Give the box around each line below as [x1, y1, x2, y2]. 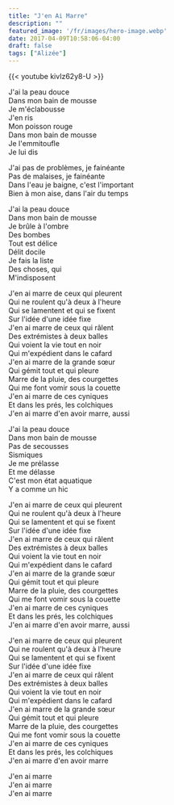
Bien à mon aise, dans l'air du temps [8, 189, 129, 198]
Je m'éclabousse [8, 104, 65, 114]
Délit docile [8, 247, 46, 257]
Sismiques [8, 450, 43, 459]
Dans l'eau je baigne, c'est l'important [8, 180, 135, 190]
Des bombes [8, 230, 51, 239]
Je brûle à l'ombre [8, 221, 69, 231]
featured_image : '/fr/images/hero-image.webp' [8, 27, 168, 35]
